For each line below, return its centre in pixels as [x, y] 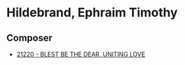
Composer [30, 38]
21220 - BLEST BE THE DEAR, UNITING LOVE [81, 54]
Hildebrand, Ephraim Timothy [92, 13]
